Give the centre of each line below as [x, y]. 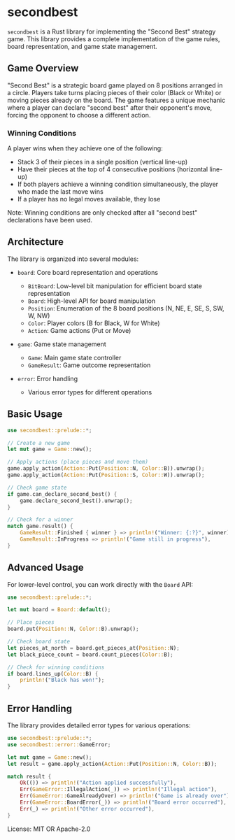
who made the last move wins [60, 192]
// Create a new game [39, 443]
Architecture [36, 242]
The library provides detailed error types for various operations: [99, 725]
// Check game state [37, 487]
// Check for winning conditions [56, 667]
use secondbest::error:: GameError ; [59, 745]
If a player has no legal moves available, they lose [89, 199]
